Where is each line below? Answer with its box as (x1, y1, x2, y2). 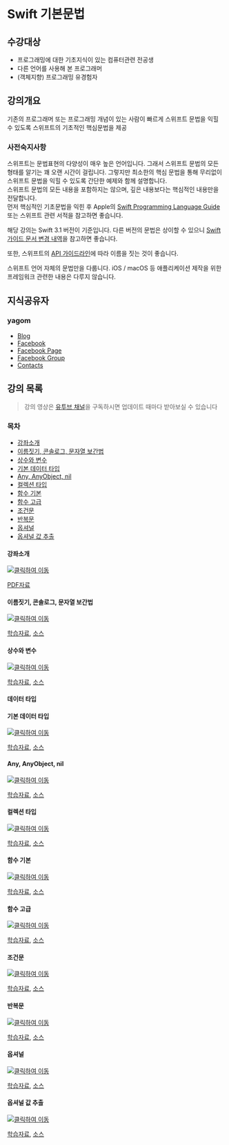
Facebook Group (17, 353, 66, 362)
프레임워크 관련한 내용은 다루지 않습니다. (7, 272, 116, 281)
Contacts (17, 361, 43, 369)
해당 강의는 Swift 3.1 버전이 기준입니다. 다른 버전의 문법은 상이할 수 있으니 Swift (7, 226, 221, 234)
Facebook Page (17, 346, 62, 355)
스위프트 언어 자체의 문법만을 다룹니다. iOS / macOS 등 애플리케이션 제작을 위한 (7, 264, 222, 272)
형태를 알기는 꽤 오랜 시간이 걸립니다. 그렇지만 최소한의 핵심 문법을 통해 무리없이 (7, 168, 223, 176)
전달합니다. (7, 194, 37, 203)
